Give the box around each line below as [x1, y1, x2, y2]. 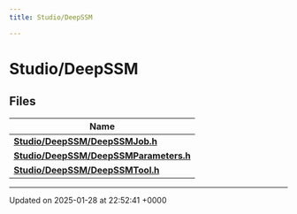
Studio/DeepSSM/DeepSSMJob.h [13, 134, 157, 147]
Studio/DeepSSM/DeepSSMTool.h [13, 164, 160, 176]
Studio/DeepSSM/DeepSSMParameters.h [13, 149, 192, 162]
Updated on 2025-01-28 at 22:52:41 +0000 [9, 195, 167, 205]
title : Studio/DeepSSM [9, 12, 93, 22]
